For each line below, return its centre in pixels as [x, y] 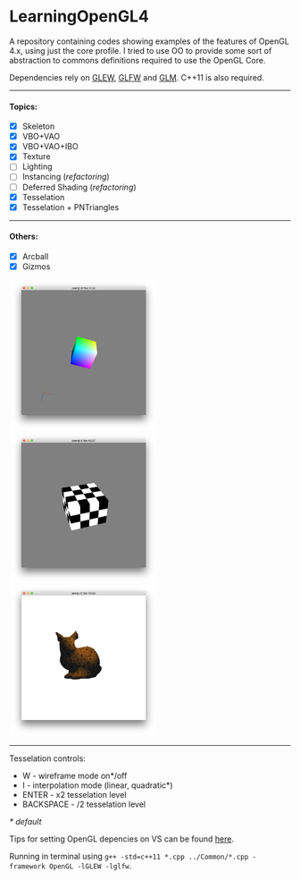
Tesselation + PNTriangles [71, 207]
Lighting [37, 166]
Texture [36, 157]
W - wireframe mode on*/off [75, 776]
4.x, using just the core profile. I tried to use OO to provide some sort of [141, 50]
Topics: [24, 106]
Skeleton [38, 126]
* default [25, 822]
